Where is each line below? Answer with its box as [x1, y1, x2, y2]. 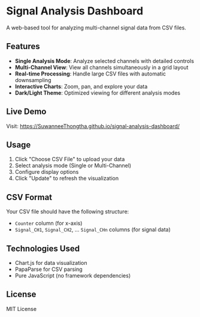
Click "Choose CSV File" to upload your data [14, 156, 125, 163]
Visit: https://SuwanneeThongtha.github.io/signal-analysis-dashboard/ [6, 122, 180, 129]
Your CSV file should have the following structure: [6, 208, 129, 215]
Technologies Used [6, 243, 80, 253]
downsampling [14, 76, 51, 83]
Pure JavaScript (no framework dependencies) [14, 272, 131, 279]
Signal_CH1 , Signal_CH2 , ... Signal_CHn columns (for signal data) [14, 226, 171, 233]
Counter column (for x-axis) [14, 220, 83, 227]
